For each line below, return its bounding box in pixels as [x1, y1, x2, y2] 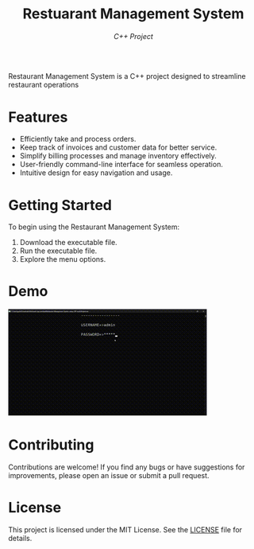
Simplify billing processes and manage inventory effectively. [19, 151, 217, 161]
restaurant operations [8, 80, 79, 90]
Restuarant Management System [22, 5, 244, 23]
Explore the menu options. [19, 255, 106, 264]
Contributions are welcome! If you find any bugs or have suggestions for [8, 462, 245, 472]
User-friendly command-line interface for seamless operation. [19, 160, 224, 169]
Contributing [8, 436, 94, 454]
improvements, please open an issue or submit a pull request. [8, 471, 210, 481]
